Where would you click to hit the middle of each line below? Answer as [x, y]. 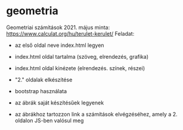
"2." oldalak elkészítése [44, 80]
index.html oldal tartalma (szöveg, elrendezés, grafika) [82, 56]
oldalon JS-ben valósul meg [49, 121]
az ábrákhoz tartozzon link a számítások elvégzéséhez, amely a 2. [96, 114]
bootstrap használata [41, 91]
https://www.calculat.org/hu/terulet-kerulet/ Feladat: [70, 33]
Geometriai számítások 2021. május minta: [58, 27]
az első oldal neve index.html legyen [59, 45]
